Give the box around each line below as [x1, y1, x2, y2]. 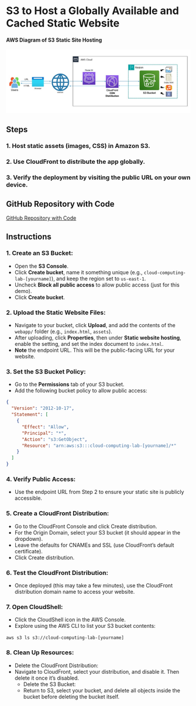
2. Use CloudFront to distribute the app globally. [6, 157, 145, 166]
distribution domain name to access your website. [14, 588, 135, 595]
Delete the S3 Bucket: [23, 680, 76, 688]
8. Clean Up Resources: [6, 648, 74, 657]
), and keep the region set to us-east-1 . [51, 275, 146, 282]
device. [6, 181, 28, 189]
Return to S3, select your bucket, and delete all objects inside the [23, 687, 180, 694]
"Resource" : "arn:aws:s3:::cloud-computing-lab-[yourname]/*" [21, 442, 177, 449]
